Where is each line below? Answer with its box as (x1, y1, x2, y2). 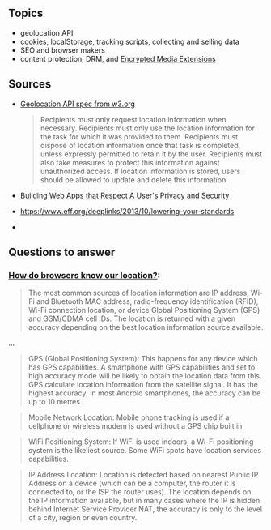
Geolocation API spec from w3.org (19, 99, 136, 109)
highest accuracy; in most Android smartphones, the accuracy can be (28, 388, 261, 398)
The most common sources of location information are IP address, (28, 288, 249, 298)
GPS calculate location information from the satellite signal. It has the (28, 380, 259, 390)
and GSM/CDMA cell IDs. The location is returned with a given (28, 314, 236, 323)
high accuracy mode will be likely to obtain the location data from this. (28, 371, 262, 381)
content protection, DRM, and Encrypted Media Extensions (19, 53, 216, 63)
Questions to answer (8, 246, 116, 259)
